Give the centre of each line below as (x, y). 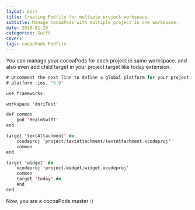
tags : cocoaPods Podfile (36, 44)
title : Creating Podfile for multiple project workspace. (78, 17)
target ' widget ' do (30, 163)
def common (19, 114)
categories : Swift (28, 33)
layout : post (22, 11)
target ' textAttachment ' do (40, 136)
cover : (14, 38)
